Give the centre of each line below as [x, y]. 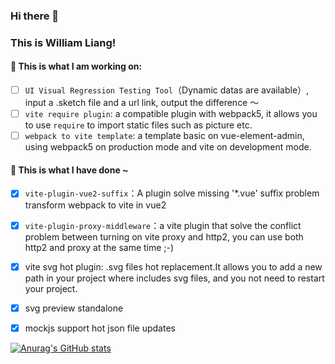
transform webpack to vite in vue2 [95, 205]
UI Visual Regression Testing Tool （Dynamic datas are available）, [167, 90]
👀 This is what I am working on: [76, 66]
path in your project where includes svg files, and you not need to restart [174, 278]
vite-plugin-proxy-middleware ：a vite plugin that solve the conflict [163, 225]
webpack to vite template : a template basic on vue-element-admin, [164, 136]
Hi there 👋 [35, 16]
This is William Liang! [63, 42]
